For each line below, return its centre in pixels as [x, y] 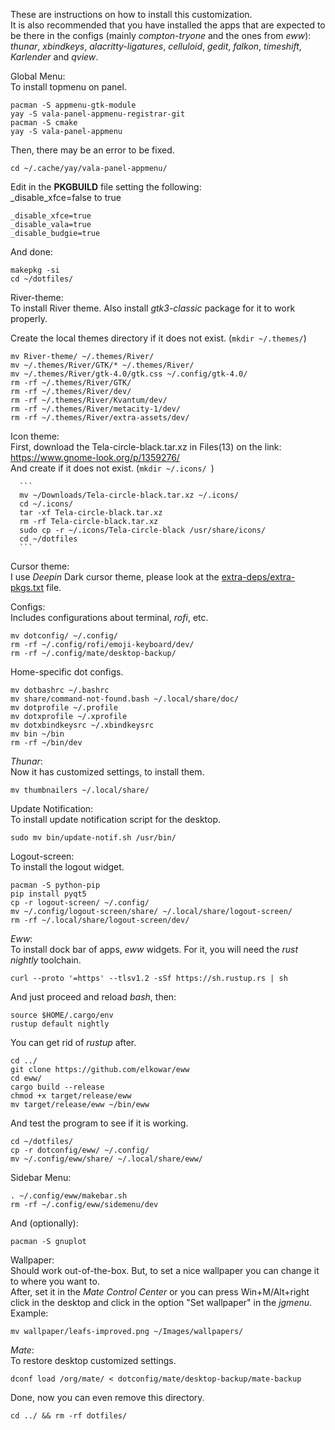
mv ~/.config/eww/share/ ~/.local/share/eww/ [106, 1159]
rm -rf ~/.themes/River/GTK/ [71, 383]
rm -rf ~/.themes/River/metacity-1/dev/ [96, 409]
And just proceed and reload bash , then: [93, 997]
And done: [31, 252]
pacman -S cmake [44, 123]
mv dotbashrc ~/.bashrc [60, 690]
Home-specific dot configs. [67, 672]
